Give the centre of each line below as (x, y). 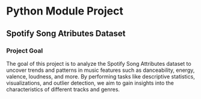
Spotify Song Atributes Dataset (66, 34)
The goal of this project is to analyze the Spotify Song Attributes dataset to (99, 63)
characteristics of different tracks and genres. (63, 89)
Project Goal (25, 51)
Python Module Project (65, 11)
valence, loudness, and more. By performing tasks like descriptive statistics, (101, 76)
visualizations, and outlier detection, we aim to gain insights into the (90, 83)
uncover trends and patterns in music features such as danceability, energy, (100, 70)
